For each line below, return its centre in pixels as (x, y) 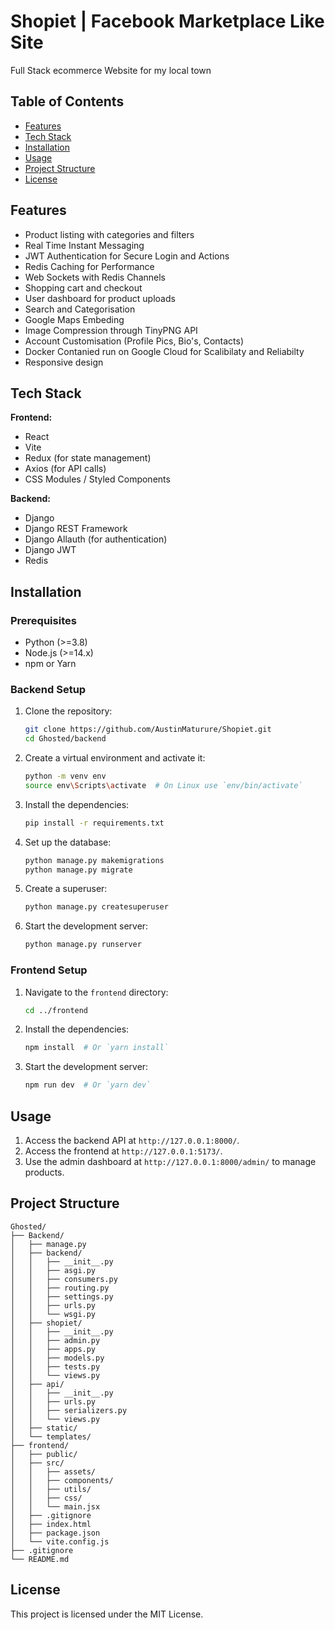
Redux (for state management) (88, 458)
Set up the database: (68, 842)
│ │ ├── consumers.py (64, 1279)
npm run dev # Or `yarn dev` (88, 1085)
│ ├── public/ (44, 1454)
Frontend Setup (49, 970)
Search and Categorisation (80, 309)
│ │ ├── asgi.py (53, 1270)
